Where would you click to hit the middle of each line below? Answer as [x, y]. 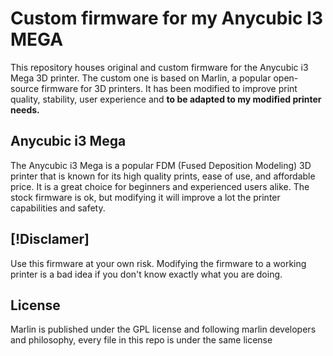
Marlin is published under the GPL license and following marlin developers [163, 329]
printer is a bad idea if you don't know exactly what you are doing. [146, 274]
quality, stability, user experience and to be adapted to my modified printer [166, 99]
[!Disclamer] [50, 239]
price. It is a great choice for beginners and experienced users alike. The [160, 186]
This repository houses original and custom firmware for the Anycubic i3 [159, 67]
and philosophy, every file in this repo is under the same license [141, 340]
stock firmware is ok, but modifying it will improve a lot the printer [145, 197]
